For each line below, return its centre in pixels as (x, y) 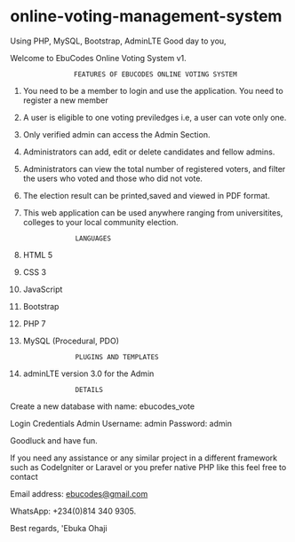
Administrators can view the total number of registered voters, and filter (154, 169)
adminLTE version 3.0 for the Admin (88, 373)
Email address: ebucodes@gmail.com (79, 493)
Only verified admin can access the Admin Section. (116, 134)
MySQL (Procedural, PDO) (71, 341)
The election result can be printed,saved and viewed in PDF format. (146, 195)
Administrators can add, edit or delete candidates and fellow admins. (149, 152)
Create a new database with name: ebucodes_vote (102, 406)
